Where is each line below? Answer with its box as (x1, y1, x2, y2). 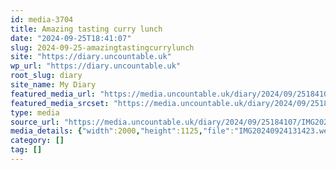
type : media (10, 107, 60, 118)
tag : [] (10, 145, 43, 155)
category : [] (10, 136, 65, 146)
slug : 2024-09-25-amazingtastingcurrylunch (10, 42, 195, 53)
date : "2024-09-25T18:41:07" (10, 33, 132, 43)
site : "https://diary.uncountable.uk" (10, 52, 172, 62)
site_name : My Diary (10, 80, 97, 90)
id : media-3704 (10, 14, 74, 25)
